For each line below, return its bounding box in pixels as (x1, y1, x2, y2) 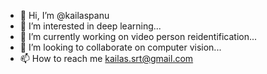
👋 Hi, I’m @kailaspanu (19, 10, 110, 21)
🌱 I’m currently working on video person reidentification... (19, 31, 258, 42)
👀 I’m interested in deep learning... (19, 20, 162, 32)
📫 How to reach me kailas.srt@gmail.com (19, 53, 194, 64)
